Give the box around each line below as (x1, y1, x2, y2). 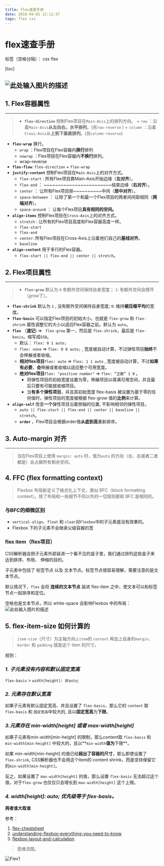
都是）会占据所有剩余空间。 (17, 459, 73, 465)
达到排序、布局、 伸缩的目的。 (5, 557, 66, 563)
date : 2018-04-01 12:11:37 (5, 12, 60, 17)
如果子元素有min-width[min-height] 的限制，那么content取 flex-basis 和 (5, 734, 151, 740)
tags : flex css (5, 16, 36, 21)
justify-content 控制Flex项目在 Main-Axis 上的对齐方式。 (12, 170, 126, 175)
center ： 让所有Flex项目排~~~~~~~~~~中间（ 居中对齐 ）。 (19, 188, 138, 194)
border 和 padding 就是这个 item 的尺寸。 (17, 642, 99, 648)
